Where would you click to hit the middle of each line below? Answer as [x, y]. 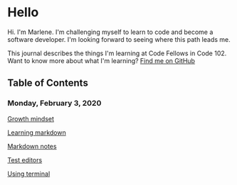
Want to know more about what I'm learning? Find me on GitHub [101, 60]
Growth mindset [31, 118]
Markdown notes [32, 146]
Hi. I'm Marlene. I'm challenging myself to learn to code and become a [110, 32]
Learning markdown [37, 133]
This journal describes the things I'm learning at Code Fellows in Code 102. [117, 53]
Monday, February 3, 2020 [54, 103]
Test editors [25, 159]
